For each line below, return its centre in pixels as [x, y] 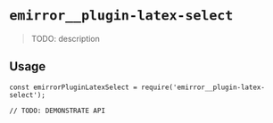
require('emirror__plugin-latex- [203, 87]
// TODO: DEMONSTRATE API [57, 111]
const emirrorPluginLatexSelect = [74, 87]
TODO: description [66, 38]
